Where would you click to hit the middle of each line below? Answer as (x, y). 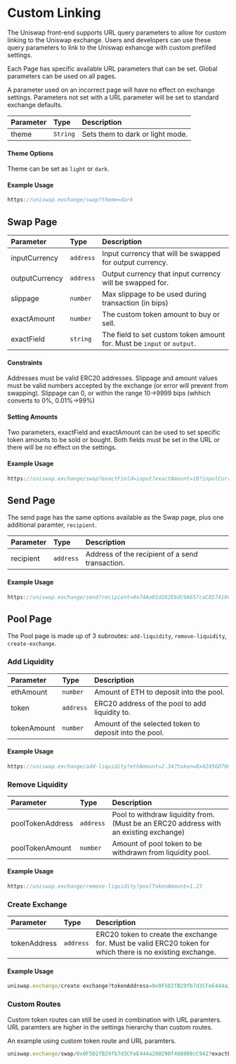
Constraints (25, 362)
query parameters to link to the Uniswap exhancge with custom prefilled (112, 47)
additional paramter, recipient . (52, 525)
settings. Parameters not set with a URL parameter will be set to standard (113, 97)
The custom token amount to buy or (160, 314)
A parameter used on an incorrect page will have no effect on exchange (111, 90)
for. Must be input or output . (149, 343)
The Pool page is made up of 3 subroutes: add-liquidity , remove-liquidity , (117, 636)
